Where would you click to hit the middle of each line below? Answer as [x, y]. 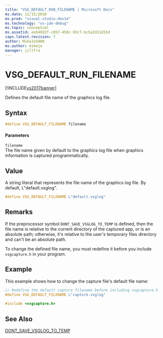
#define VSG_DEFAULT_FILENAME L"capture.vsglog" [55, 295]
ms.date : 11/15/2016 [26, 14]
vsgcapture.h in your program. [35, 254]
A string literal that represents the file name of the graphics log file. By [76, 183]
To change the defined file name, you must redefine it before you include [78, 249]
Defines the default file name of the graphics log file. [58, 98]
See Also [19, 319]
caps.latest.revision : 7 [30, 37]
